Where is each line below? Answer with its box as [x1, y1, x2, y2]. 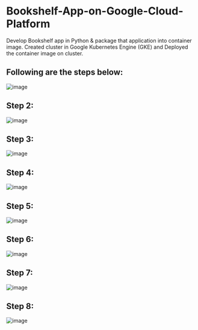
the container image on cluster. [6, 49, 84, 57]
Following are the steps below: [6, 67, 123, 78]
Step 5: [6, 201, 34, 211]
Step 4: [6, 167, 34, 178]
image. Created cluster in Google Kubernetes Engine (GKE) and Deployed [6, 43, 188, 51]
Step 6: [6, 234, 34, 244]
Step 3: [6, 134, 34, 144]
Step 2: [6, 101, 34, 111]
